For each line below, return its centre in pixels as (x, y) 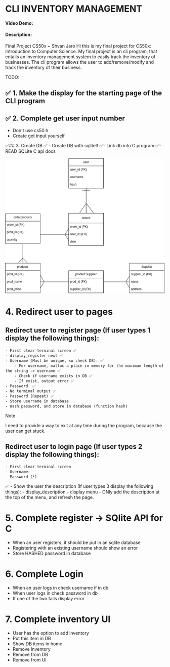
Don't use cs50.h (30, 131)
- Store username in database (37, 401)
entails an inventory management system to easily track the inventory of (80, 57)
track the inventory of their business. (44, 67)
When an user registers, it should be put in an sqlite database (76, 543)
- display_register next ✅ (34, 356)
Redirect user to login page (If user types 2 (74, 447)
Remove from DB (30, 655)
